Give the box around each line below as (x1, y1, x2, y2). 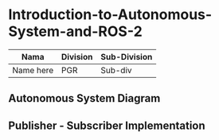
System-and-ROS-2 (8, 22, 143, 41)
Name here (12, 64, 54, 76)
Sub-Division (100, 51, 153, 62)
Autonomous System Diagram (8, 91, 161, 105)
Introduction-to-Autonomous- (8, 6, 213, 24)
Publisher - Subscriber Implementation (8, 119, 205, 132)
